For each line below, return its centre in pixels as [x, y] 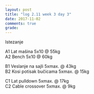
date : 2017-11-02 [23, 19]
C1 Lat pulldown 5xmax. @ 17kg [37, 81]
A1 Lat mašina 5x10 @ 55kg [33, 52]
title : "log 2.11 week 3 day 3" [38, 14]
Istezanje [14, 42]
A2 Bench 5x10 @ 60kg [29, 57]
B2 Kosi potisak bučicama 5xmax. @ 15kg [47, 71]
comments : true [21, 23]
